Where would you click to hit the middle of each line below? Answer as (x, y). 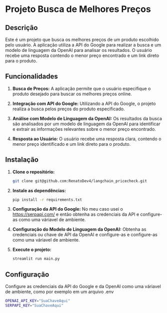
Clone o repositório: (33, 172)
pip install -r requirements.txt (47, 200)
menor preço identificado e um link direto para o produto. (71, 144)
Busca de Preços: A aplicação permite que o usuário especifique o (81, 88)
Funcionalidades (32, 77)
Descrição (21, 28)
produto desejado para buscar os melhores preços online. (72, 94)
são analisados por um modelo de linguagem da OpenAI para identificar (86, 124)
